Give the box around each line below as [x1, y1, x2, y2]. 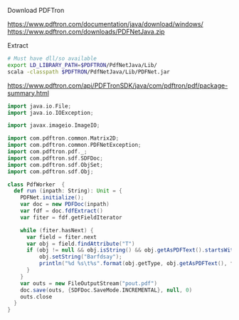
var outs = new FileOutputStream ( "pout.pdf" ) [20, 279, 158, 287]
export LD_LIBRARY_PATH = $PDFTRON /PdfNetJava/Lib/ [7, 61, 158, 68]
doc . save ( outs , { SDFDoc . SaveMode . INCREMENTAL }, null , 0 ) [20, 287, 193, 294]
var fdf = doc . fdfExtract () [20, 207, 103, 215]
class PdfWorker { [7, 181, 65, 188]
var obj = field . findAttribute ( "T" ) [26, 240, 135, 247]
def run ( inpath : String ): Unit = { [14, 187, 122, 195]
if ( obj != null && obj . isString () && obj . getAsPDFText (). [26, 247, 206, 254]
